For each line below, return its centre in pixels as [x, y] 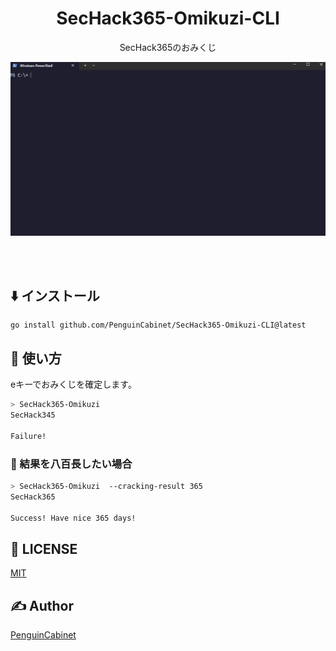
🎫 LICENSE [44, 548]
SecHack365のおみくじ [168, 47]
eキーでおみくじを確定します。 [73, 384]
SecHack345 [33, 415]
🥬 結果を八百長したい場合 [71, 464]
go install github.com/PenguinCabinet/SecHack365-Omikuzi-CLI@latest [158, 325]
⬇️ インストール [55, 295]
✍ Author [42, 605]
